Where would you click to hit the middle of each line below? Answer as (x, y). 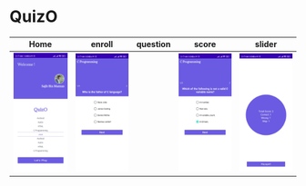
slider (266, 44)
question (153, 44)
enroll (102, 44)
